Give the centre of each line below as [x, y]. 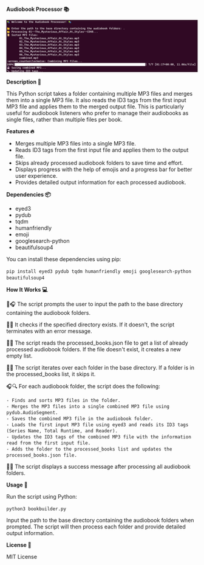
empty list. [19, 356]
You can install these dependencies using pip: [64, 259]
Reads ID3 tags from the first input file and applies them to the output [102, 150]
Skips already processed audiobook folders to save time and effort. [99, 163]
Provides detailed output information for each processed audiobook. [100, 182]
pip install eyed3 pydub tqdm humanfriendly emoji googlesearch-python [99, 271]
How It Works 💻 [27, 289]
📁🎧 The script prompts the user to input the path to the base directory [95, 304]
